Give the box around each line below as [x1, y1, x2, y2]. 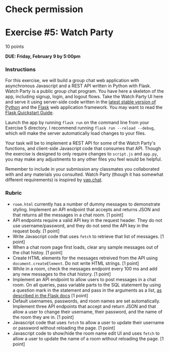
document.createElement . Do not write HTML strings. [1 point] [12, 260, 139, 266]
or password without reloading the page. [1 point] [12, 325, 115, 331]
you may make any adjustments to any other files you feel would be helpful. [5, 156, 162, 163]
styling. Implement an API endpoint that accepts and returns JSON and [12, 206, 160, 212]
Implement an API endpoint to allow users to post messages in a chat [12, 276, 156, 282]
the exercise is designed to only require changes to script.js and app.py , [5, 151, 158, 157]
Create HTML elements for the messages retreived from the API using [12, 255, 158, 261]
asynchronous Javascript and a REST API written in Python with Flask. [5, 83, 151, 89]
